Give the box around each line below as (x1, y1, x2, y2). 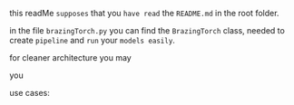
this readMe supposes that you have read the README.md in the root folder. (9, 8, 279, 18)
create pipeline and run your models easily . (9, 35, 175, 45)
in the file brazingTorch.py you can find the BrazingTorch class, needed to (9, 25, 286, 35)
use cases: (9, 88, 50, 98)
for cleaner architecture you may (9, 52, 132, 62)
